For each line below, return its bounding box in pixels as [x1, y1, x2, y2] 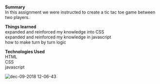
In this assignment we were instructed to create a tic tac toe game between [5, 9, 156, 15]
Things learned [5, 24, 36, 30]
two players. [5, 15, 30, 20]
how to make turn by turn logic [5, 39, 66, 45]
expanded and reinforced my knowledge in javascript [5, 34, 112, 40]
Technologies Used [5, 49, 45, 54]
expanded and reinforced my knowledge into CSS [5, 29, 104, 34]
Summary [5, 4, 25, 10]
